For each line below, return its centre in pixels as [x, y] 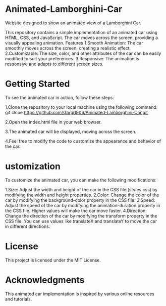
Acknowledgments [45, 280]
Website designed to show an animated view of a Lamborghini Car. [73, 23]
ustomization [33, 166]
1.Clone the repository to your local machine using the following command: [81, 107]
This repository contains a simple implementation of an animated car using [81, 32]
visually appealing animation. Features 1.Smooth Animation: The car [74, 43]
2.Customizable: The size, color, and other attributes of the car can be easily [83, 53]
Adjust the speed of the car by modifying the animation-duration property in [83, 205]
